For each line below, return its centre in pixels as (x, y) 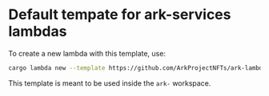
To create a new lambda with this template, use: (87, 53)
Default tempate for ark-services (120, 15)
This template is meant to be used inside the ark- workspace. (110, 83)
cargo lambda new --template (57, 68)
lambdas (38, 31)
